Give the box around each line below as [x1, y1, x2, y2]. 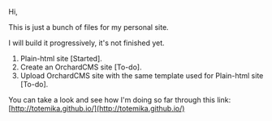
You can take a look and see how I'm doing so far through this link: [8, 95, 231, 104]
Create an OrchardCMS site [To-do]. [19, 62, 142, 72]
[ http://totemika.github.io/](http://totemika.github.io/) [8, 104, 185, 113]
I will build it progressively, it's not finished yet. [8, 38, 165, 48]
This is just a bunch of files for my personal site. [8, 23, 169, 31]
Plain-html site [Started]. [19, 54, 103, 63]
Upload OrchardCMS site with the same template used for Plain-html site [19, 71, 264, 80]
